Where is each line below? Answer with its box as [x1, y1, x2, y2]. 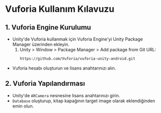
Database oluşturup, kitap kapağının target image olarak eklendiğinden [12, 98, 155, 104]
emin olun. [12, 103, 34, 109]
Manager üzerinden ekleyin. [12, 41, 70, 47]
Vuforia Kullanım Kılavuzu [5, 3, 115, 15]
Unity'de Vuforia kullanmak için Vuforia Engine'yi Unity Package [12, 36, 143, 42]
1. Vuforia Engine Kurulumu [5, 23, 91, 32]
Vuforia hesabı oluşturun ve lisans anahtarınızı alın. [12, 65, 116, 71]
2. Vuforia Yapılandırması [5, 79, 85, 88]
